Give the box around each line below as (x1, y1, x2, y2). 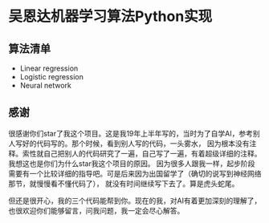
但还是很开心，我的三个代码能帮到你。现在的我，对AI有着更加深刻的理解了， (8, 196, 262, 205)
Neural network (19, 81, 72, 90)
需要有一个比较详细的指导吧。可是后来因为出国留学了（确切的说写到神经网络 (8, 168, 262, 178)
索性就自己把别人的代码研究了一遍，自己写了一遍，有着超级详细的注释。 (22, 148, 262, 158)
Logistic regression (19, 72, 84, 81)
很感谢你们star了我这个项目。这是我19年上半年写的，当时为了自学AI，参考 (8, 128, 253, 138)
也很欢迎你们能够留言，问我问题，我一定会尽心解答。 (8, 205, 185, 215)
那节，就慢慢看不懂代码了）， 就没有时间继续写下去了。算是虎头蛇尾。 (8, 178, 239, 189)
